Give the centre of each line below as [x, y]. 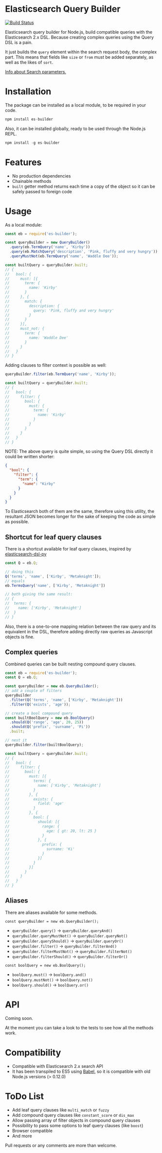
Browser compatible [32, 1131]
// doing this [19, 572]
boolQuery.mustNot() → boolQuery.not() [53, 979]
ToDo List [25, 1096]
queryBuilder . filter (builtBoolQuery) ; [44, 745]
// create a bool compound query [39, 713]
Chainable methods [32, 181]
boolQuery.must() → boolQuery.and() [49, 975]
